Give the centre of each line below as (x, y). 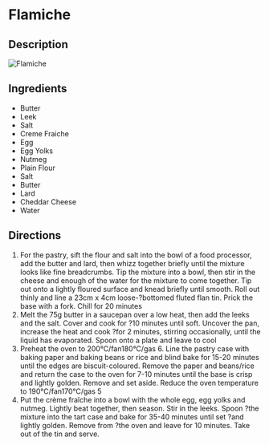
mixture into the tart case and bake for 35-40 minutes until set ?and (132, 417)
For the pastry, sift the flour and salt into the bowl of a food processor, (136, 255)
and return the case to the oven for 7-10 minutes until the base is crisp (136, 374)
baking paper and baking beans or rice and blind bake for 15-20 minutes (139, 357)
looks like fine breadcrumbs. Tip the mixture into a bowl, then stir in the (137, 272)
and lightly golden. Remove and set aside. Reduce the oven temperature (139, 382)
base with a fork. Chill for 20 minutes (81, 305)
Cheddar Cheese (48, 201)
